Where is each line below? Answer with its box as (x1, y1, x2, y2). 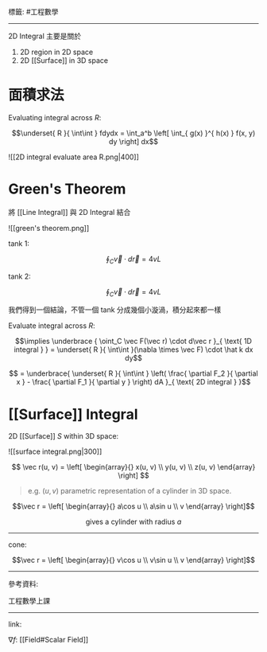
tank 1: (8, 238, 30, 248)
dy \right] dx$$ (108, 136, 159, 146)
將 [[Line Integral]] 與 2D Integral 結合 (8, 207, 131, 217)
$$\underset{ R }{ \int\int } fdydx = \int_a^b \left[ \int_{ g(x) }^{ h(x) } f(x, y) (11, 128, 256, 138)
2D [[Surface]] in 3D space (19, 56, 109, 65)
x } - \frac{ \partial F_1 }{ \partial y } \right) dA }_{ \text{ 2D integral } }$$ (16, 377, 251, 387)
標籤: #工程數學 (8, 7, 59, 16)
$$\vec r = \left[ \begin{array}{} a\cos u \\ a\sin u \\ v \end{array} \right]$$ (12, 502, 255, 511)
